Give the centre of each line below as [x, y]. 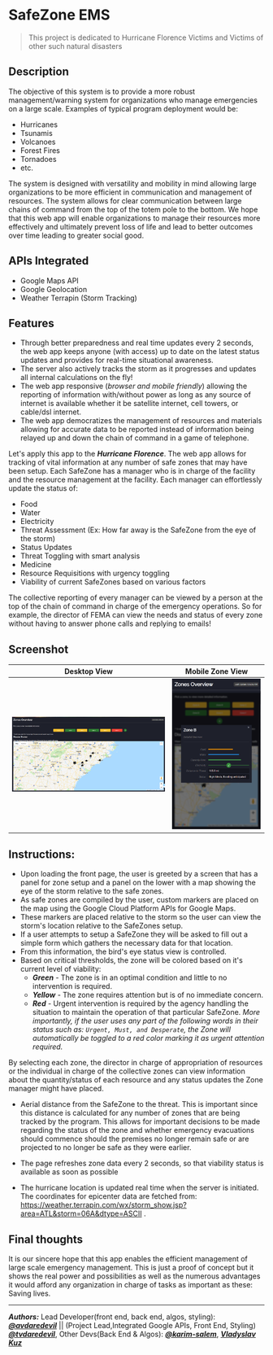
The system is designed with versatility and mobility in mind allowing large [133, 183]
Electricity [37, 522]
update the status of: [43, 488]
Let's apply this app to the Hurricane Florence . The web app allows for [128, 454]
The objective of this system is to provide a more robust [102, 91]
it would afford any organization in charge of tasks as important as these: [131, 1285]
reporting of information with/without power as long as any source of [136, 395]
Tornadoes [38, 159]
